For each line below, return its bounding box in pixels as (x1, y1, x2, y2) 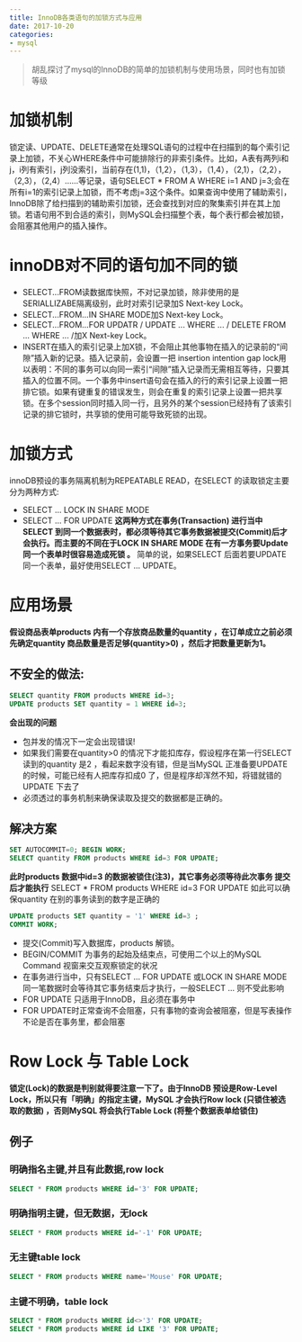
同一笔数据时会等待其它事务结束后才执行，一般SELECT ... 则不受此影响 (22, 982, 285, 993)
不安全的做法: (9, 667, 85, 682)
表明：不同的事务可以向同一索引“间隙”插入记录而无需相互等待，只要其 (30, 364, 290, 374)
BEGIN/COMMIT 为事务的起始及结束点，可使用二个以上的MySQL (22, 949, 262, 959)
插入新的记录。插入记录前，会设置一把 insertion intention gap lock (33, 353, 279, 364)
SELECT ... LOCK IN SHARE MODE (22, 505, 150, 516)
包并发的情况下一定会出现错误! (22, 735, 136, 747)
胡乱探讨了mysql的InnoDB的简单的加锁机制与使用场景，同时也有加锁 (31, 64, 286, 75)
